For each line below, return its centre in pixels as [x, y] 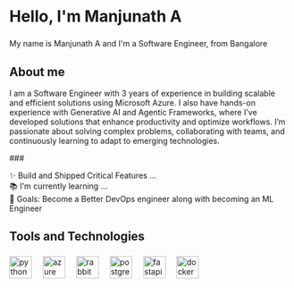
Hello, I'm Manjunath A [96, 17]
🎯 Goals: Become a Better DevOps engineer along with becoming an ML [142, 199]
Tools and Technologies [77, 237]
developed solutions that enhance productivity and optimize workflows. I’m [147, 122]
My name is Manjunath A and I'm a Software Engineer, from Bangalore [139, 44]
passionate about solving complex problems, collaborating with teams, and [147, 131]
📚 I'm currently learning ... [59, 186]
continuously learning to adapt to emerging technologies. [115, 140]
